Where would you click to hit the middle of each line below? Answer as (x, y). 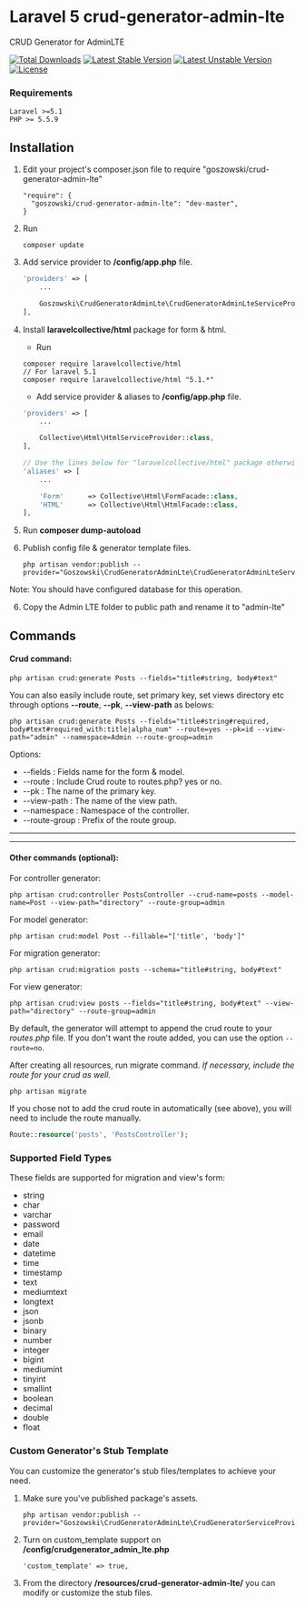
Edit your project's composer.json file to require (112, 169)
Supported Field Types (60, 1158)
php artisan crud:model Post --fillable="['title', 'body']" (128, 937)
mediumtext (45, 1292)
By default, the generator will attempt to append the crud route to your (141, 1029)
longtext (38, 1301)
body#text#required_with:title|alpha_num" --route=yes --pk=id (132, 729)
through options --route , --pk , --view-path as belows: (112, 704)
